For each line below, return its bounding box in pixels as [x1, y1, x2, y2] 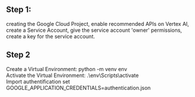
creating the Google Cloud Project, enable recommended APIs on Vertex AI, [6, 20, 189, 27]
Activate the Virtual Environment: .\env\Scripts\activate [6, 72, 139, 79]
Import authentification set [6, 78, 70, 85]
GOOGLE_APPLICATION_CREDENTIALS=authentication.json [6, 84, 151, 91]
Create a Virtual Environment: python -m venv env [6, 65, 127, 72]
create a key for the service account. [6, 32, 95, 40]
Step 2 [6, 50, 31, 60]
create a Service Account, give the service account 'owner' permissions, [6, 26, 182, 34]
